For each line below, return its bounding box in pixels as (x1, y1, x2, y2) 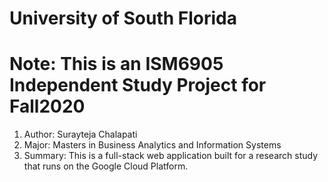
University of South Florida (9, 7, 237, 30)
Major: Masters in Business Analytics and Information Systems (23, 139, 282, 151)
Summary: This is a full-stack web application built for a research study (23, 150, 319, 162)
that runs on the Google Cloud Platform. (23, 160, 189, 172)
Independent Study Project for (9, 74, 267, 97)
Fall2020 (9, 95, 86, 118)
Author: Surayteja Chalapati (23, 128, 138, 141)
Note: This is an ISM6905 (9, 53, 224, 76)
